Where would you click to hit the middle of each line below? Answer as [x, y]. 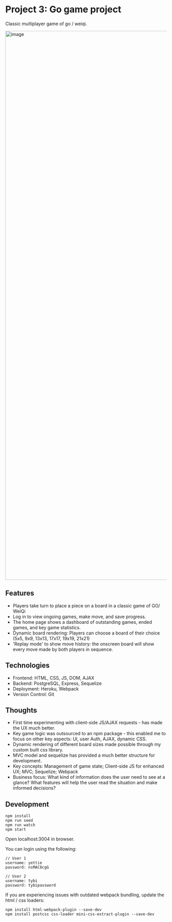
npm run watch [20, 825]
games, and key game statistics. [47, 627]
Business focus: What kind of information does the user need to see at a [89, 777]
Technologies [28, 666]
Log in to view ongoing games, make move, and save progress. [79, 617]
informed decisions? [34, 788]
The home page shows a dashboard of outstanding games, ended [82, 622]
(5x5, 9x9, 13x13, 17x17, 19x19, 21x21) [51, 638]
